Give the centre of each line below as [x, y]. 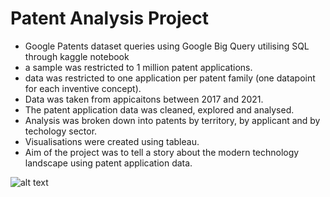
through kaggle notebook [77, 56]
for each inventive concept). [83, 88]
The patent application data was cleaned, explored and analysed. [159, 109]
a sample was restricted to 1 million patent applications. [138, 67]
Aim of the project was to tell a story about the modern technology [162, 152]
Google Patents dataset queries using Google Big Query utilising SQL [167, 46]
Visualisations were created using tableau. [112, 141]
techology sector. [61, 131]
